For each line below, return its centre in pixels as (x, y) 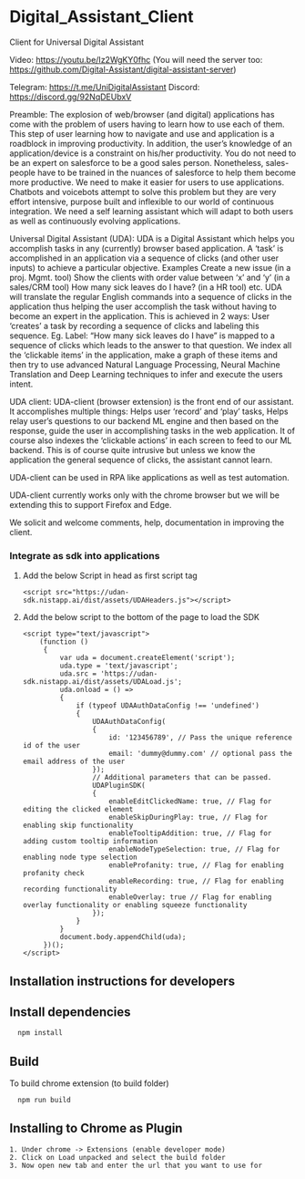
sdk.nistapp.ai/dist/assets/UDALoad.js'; (102, 682)
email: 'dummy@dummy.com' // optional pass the (201, 754)
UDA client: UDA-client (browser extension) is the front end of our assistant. (152, 401)
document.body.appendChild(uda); (123, 937)
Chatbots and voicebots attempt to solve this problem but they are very (143, 191)
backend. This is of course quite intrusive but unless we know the (132, 450)
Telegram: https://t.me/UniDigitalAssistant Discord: (105, 87)
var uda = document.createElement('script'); (147, 658)
